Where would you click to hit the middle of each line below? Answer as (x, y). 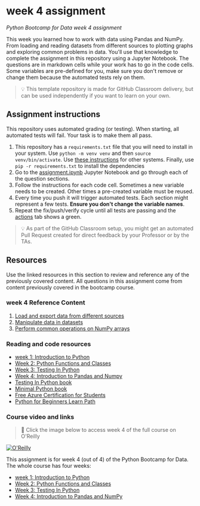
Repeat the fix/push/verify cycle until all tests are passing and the (95, 210)
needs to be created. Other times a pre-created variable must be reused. (104, 191)
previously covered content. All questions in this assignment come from (94, 281)
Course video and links (40, 417)
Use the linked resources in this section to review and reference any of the (98, 275)
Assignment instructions (53, 115)
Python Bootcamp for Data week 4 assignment (64, 28)
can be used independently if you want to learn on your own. (96, 95)
